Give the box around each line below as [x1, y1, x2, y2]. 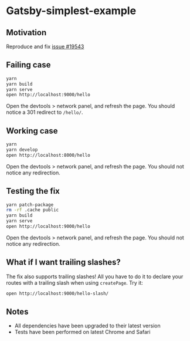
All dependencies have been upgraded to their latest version [14, 322, 161, 329]
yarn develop [6, 147, 38, 153]
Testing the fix [6, 186, 60, 196]
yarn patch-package [6, 201, 54, 208]
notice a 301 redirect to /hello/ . [6, 109, 83, 116]
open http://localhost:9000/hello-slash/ [6, 291, 109, 296]
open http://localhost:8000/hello [6, 152, 91, 158]
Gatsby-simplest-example [6, 4, 137, 18]
